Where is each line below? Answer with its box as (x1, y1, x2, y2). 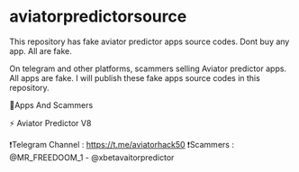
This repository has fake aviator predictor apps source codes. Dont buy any (9, 36, 290, 47)
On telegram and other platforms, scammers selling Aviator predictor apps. (9, 63, 286, 74)
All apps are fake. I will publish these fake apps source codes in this (9, 72, 261, 83)
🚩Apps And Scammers (9, 99, 94, 110)
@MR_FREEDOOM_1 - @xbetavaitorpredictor (9, 151, 175, 163)
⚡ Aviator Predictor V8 (9, 117, 92, 128)
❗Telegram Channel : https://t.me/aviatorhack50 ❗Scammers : (9, 139, 234, 149)
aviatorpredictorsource (9, 6, 187, 27)
